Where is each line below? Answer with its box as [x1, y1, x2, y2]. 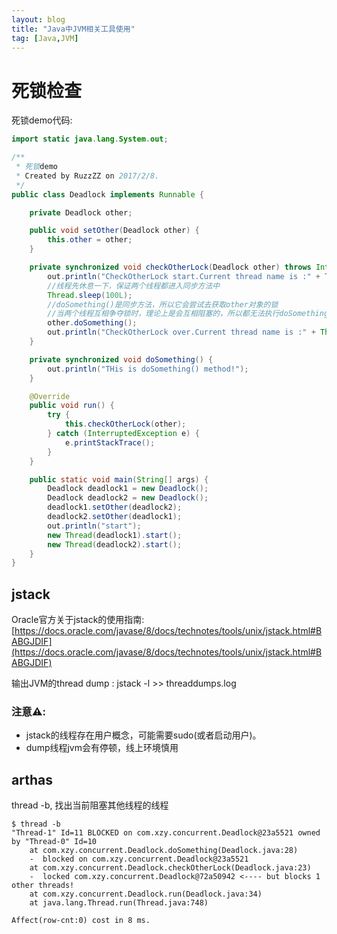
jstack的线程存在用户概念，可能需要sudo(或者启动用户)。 [25, 729, 262, 741]
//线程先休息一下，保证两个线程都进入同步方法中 [47, 281, 221, 291]
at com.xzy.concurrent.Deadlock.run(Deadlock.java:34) [29, 889, 263, 900]
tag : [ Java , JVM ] [11, 33, 79, 43]
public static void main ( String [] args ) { [29, 474, 209, 485]
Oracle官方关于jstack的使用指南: [11, 614, 145, 626]
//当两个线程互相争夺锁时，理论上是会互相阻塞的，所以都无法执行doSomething [47, 309, 329, 319]
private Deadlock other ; [29, 207, 133, 218]
